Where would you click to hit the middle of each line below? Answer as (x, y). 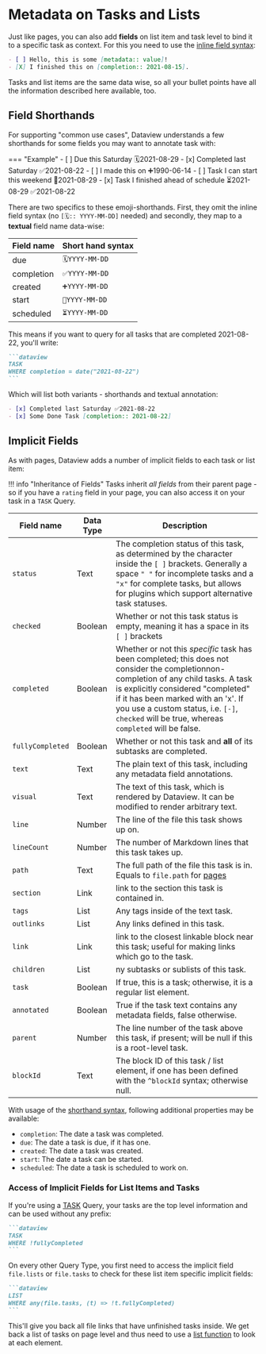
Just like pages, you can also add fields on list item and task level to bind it (131, 37)
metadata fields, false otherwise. (177, 1015)
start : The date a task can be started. (82, 1159)
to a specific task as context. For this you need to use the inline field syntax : (132, 44)
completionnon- (195, 668)
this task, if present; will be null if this (184, 1037)
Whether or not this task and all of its (184, 741)
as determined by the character (174, 553)
